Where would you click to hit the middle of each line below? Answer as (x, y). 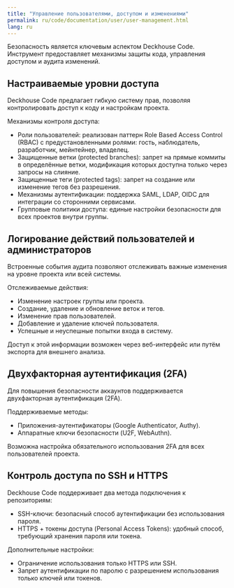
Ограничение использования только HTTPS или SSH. (97, 563)
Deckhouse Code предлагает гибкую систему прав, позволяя (99, 100)
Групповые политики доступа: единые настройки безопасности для (119, 209)
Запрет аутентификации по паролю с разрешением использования (118, 570)
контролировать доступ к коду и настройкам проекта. (88, 108)
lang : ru (20, 27)
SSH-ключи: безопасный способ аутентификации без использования (121, 513)
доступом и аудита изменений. (54, 62)
